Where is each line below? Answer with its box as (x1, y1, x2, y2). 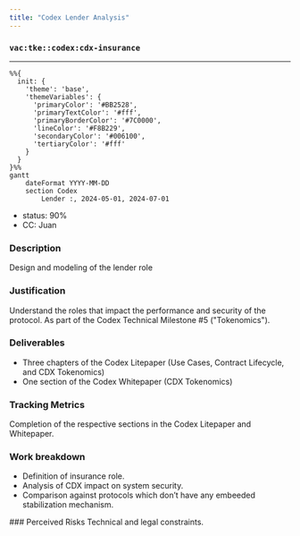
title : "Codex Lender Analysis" (9, 13, 129, 22)
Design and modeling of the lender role (9, 262, 154, 273)
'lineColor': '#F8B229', (32, 123, 126, 132)
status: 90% (21, 209, 68, 220)
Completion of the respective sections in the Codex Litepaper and (9, 419, 252, 430)
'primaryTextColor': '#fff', (32, 108, 142, 117)
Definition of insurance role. (21, 471, 125, 481)
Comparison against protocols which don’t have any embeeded (21, 489, 256, 501)
